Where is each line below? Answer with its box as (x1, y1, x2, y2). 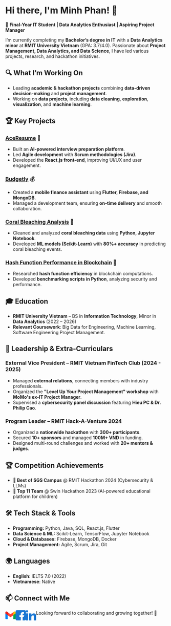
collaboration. (12, 205, 42, 211)
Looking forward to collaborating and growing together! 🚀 (36, 610, 157, 616)
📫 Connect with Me (5, 594, 70, 602)
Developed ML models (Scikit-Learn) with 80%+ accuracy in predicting (12, 241, 166, 247)
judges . (12, 445, 30, 452)
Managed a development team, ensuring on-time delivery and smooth (12, 200, 162, 206)
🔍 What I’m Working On (5, 69, 83, 77)
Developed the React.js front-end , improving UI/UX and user (12, 157, 142, 163)
